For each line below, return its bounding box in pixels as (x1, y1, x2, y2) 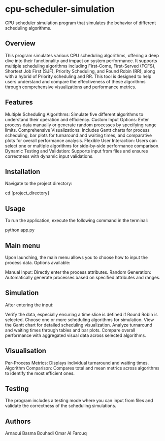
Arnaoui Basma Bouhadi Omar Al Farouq (5, 430, 87, 436)
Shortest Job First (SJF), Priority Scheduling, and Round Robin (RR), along (5, 68, 156, 74)
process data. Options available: (5, 260, 70, 265)
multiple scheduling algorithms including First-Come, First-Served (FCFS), (5, 63, 156, 69)
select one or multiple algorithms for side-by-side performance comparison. (5, 143, 160, 148)
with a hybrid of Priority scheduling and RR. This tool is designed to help (5, 73, 152, 79)
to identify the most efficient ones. (5, 370, 75, 376)
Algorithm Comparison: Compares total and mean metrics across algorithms (5, 365, 160, 371)
